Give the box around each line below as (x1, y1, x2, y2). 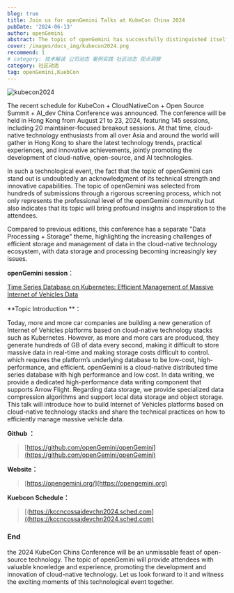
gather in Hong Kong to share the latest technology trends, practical (7, 138, 202, 147)
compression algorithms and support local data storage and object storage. (7, 392, 224, 401)
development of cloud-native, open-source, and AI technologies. (7, 153, 194, 161)
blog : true (7, 10, 39, 17)
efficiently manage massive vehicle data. (7, 414, 124, 423)
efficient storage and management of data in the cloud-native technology (7, 239, 218, 248)
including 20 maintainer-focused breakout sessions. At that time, (7, 123, 193, 132)
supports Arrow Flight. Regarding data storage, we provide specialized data (7, 385, 224, 393)
